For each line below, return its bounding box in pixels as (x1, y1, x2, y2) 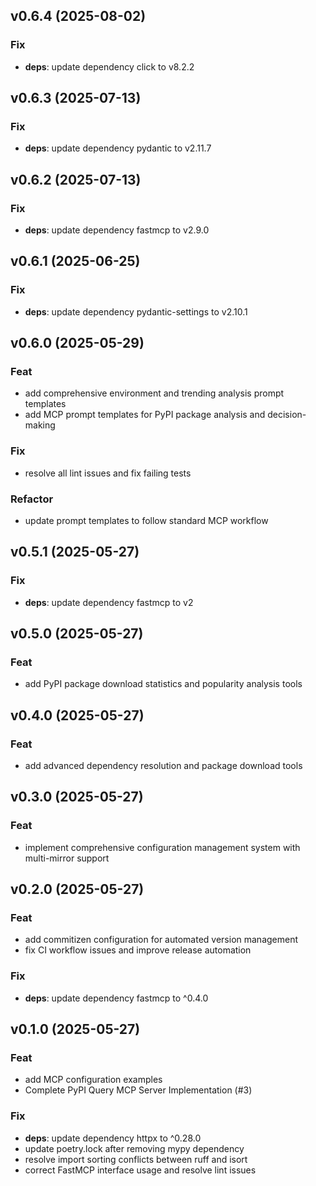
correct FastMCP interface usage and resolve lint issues (24, 1164, 257, 1176)
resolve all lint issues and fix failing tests (24, 467, 192, 479)
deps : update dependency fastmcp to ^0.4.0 (24, 992, 209, 1004)
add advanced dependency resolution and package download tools (24, 760, 303, 772)
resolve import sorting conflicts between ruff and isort (24, 1153, 248, 1165)
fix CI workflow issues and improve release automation (24, 944, 252, 956)
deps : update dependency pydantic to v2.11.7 (24, 142, 212, 154)
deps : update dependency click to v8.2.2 (24, 60, 195, 73)
